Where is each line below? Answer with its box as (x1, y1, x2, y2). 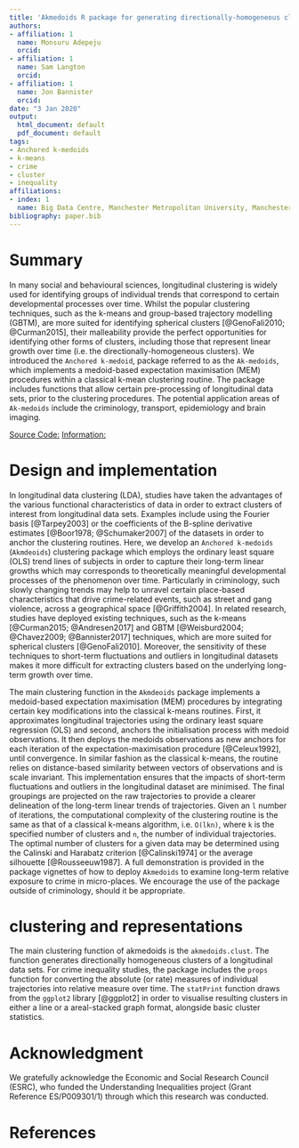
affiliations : (9, 187, 62, 196)
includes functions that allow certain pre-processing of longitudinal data (9, 384, 274, 394)
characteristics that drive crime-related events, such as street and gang (9, 594, 272, 604)
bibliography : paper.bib (9, 211, 101, 221)
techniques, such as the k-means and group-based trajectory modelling (9, 308, 273, 319)
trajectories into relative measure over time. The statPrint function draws (9, 983, 280, 994)
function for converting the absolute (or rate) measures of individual (9, 974, 258, 984)
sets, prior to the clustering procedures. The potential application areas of (9, 392, 280, 403)
